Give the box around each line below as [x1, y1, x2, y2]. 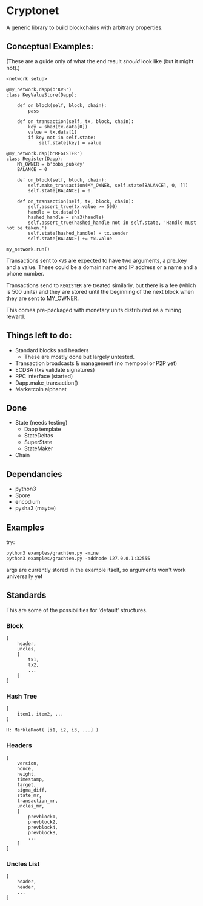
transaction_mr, [17, 798, 59, 804]
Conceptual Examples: [6, 41, 94, 52]
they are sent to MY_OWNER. [6, 294, 79, 302]
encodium [15, 498, 41, 506]
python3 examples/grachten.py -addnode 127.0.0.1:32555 [6, 556, 150, 562]
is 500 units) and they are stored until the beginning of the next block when [6, 288, 194, 295]
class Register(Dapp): [6, 156, 64, 162]
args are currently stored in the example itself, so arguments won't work [6, 566, 186, 573]
